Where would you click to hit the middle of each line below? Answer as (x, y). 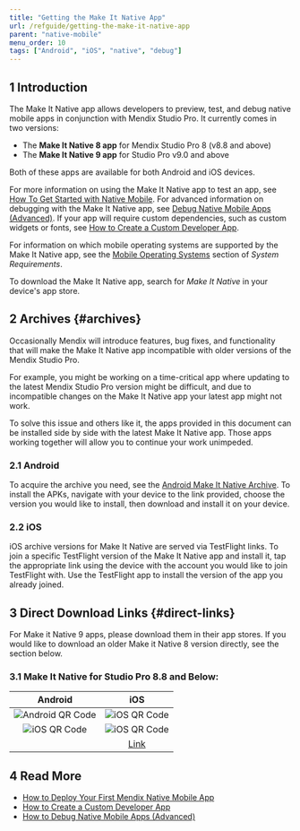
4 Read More (46, 776)
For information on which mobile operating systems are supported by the (144, 245)
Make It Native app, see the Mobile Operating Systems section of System (144, 254)
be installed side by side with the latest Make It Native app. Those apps (141, 432)
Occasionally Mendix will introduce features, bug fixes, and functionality (142, 341)
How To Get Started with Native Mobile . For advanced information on (137, 199)
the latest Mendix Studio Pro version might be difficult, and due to (130, 386)
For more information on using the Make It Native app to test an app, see (143, 189)
